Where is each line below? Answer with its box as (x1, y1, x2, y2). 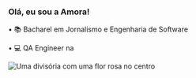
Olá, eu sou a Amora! (8, 6, 90, 17)
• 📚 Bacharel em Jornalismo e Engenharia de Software (8, 24, 188, 34)
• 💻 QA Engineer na (8, 43, 74, 53)
